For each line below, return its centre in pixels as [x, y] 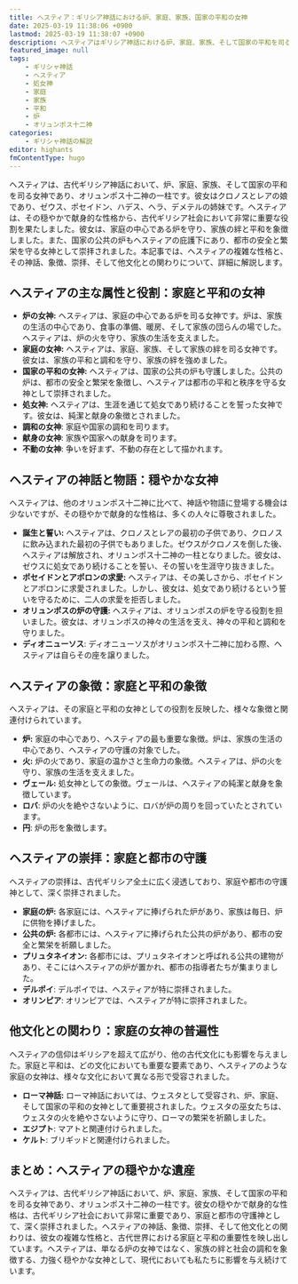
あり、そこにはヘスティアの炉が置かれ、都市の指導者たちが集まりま [146, 967]
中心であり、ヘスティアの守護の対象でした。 [103, 750]
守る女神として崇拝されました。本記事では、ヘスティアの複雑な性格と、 [156, 251]
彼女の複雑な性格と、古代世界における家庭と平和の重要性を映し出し [164, 1238]
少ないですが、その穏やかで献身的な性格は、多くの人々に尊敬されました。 [145, 514]
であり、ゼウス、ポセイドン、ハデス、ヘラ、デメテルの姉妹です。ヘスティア [148, 206]
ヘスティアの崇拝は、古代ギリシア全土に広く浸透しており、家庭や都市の [141, 881]
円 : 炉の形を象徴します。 [67, 827]
